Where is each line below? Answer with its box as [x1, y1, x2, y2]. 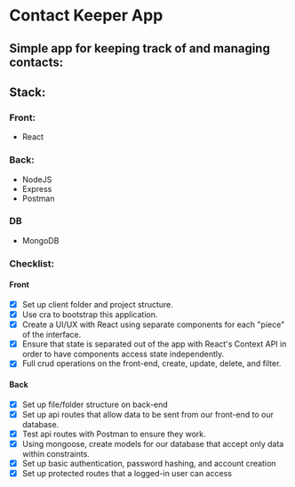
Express [21, 183, 52, 194]
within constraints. [21, 448, 91, 459]
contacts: [9, 54, 64, 69]
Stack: [9, 84, 46, 100]
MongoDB [21, 235, 60, 245]
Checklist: [9, 257, 55, 269]
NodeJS [21, 174, 52, 185]
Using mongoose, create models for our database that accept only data [21, 438, 284, 449]
